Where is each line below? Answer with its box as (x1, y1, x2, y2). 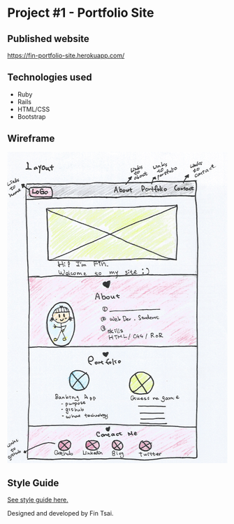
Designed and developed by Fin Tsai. (7, 509, 114, 518)
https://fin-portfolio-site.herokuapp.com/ (7, 51, 125, 59)
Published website (7, 33, 89, 45)
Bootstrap (17, 112, 46, 120)
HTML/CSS (17, 105, 50, 113)
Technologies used (7, 71, 92, 83)
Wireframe (7, 133, 55, 145)
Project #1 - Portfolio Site (7, 5, 154, 21)
